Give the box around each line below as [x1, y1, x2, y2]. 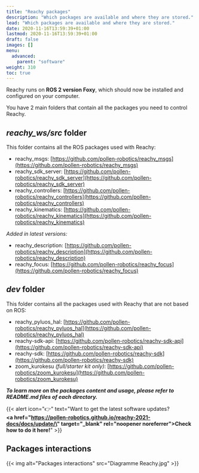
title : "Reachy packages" [6, 8, 71, 15]
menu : [6, 48, 20, 54]
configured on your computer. [6, 93, 80, 100]
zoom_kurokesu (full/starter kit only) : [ [14, 363, 109, 370]
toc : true [6, 70, 31, 76]
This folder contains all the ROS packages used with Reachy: [6, 144, 156, 151]
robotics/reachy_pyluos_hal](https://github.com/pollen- [14, 324, 151, 331]
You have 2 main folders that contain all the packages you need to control [6, 104, 188, 111]
